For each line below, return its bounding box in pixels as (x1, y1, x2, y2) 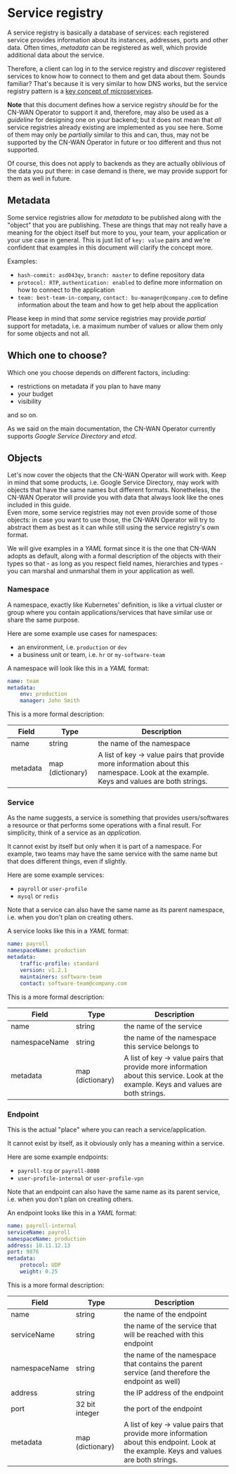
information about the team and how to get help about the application (17, 300, 219, 309)
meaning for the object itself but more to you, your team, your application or (7, 228, 227, 237)
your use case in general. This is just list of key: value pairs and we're (7, 235, 211, 244)
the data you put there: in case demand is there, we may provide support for (7, 166, 228, 175)
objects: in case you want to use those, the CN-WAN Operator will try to (7, 516, 216, 524)
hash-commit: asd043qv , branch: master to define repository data (17, 270, 205, 279)
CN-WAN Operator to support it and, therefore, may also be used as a (7, 108, 209, 116)
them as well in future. (7, 174, 72, 183)
